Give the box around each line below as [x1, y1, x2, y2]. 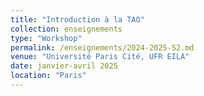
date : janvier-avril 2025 [10, 61, 118, 71]
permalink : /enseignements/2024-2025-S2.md [10, 42, 195, 53]
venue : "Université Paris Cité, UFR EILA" [10, 52, 190, 62]
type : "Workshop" [10, 33, 83, 43]
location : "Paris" [10, 71, 87, 81]
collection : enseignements [10, 24, 123, 34]
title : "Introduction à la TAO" [10, 14, 145, 25]
